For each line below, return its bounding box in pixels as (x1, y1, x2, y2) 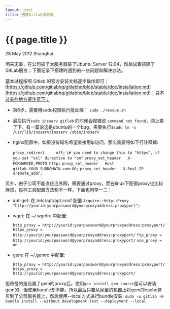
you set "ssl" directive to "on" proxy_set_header (12, 156, 121, 161)
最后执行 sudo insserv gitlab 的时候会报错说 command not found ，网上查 (12, 118, 164, 124)
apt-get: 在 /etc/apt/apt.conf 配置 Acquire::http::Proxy (12, 198, 129, 204)
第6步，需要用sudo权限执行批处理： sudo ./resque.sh (12, 107, 126, 113)
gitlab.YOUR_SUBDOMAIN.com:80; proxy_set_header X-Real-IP (12, 167, 144, 172)
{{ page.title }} (5, 34, 68, 46)
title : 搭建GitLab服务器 (5, 12, 54, 17)
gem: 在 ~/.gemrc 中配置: (12, 252, 65, 258)
